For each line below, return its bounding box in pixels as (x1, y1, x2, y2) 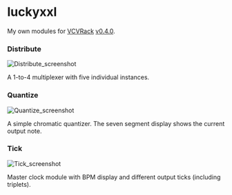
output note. (7, 127, 42, 135)
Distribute (7, 44, 41, 54)
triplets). (7, 180, 31, 188)
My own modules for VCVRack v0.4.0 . (7, 27, 115, 35)
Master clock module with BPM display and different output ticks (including (7, 173, 221, 181)
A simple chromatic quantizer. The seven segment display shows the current (7, 119, 225, 127)
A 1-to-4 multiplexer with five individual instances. (7, 73, 150, 81)
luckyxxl (7, 4, 57, 20)
